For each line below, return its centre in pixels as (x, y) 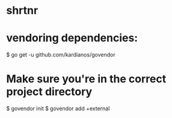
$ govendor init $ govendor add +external (58, 108)
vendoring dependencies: (72, 38)
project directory (49, 92)
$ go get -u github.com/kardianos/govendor (61, 55)
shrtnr (22, 11)
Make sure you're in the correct (86, 79)
